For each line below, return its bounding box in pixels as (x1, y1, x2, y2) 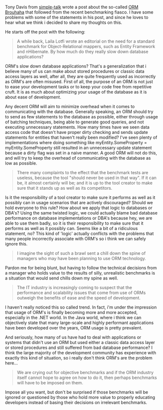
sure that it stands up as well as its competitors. (16, 185, 113, 191)
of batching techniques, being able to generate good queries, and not (5, 119, 144, 125)
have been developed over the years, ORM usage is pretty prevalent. (5, 325, 143, 330)
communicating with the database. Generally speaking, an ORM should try (5, 109, 154, 115)
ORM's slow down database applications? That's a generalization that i (5, 63, 147, 69)
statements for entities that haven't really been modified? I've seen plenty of (5, 134, 158, 140)
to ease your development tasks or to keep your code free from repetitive (5, 84, 152, 89)
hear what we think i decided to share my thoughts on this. (5, 19, 122, 25)
